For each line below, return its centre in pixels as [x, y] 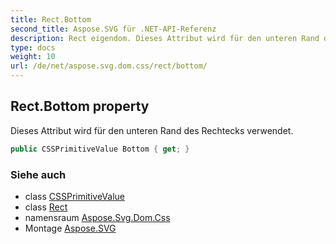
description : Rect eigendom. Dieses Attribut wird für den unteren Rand [165, 38]
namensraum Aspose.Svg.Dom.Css [97, 217]
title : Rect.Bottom [51, 19]
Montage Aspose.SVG [70, 228]
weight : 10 [33, 57]
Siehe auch [38, 174]
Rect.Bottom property [80, 106]
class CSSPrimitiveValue [75, 196]
